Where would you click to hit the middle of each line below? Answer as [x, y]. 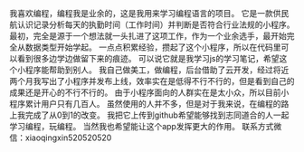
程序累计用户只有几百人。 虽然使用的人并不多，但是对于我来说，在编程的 [145, 104]
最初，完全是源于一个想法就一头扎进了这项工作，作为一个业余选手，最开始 [148, 36]
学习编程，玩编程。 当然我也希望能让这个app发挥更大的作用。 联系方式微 [146, 126]
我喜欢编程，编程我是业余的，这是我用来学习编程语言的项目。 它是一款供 [145, 13]
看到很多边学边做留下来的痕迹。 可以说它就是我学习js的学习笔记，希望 [148, 58]
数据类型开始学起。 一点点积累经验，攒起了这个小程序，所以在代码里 [153, 47]
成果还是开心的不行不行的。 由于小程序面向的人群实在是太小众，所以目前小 [149, 92]
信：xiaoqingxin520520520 [61, 138]
